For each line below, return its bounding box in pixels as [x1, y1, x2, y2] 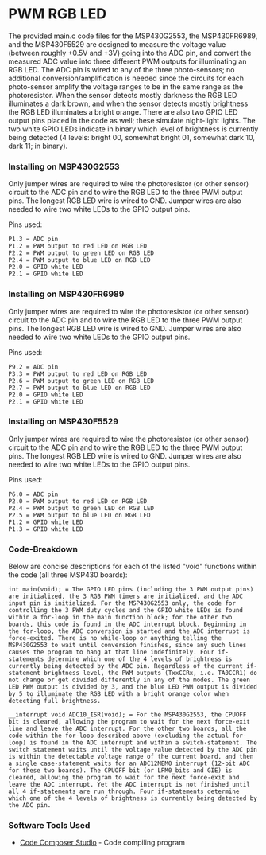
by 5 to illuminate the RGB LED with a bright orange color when [8, 690, 229, 698]
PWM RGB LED [8, 5, 107, 23]
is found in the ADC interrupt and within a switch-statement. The [29, 739, 258, 747]
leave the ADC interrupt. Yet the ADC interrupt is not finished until [8, 781, 250, 789]
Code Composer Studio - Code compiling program [19, 837, 185, 848]
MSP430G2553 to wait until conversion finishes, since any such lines [8, 642, 247, 650]
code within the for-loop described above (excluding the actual [8, 732, 229, 740]
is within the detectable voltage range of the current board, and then [8, 753, 254, 761]
